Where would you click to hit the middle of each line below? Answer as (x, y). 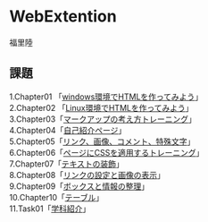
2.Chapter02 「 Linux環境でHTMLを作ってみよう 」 (101, 107)
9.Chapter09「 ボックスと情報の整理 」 (79, 186)
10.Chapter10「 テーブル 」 (57, 197)
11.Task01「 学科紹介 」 (50, 209)
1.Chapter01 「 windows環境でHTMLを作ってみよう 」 (106, 97)
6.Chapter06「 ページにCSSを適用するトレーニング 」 (107, 152)
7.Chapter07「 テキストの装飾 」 (67, 164)
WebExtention (63, 17)
